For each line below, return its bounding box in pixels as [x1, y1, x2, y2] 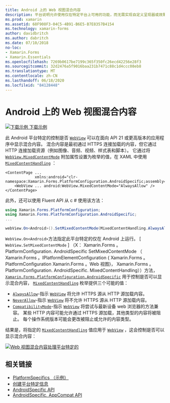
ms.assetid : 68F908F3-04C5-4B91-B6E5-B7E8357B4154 [5, 21, 114, 27]
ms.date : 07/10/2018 [5, 41, 49, 46]
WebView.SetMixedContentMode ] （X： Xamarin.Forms [5, 242, 115, 248]
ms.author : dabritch [5, 36, 49, 41]
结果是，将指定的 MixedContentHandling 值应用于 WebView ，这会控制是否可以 [5, 327, 165, 333]
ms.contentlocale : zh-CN [5, 73, 58, 78]
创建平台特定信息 [12, 381, 49, 387]
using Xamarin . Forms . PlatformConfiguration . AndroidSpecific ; [5, 212, 137, 217]
